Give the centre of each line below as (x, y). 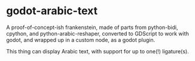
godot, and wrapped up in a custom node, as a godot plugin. (81, 40)
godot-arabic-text (52, 11)
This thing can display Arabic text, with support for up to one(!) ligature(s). (98, 51)
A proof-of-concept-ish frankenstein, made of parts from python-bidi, (92, 27)
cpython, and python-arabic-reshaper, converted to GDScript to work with (98, 33)
